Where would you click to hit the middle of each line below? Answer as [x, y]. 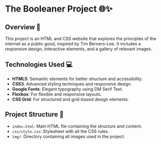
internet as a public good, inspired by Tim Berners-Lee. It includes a [73, 44]
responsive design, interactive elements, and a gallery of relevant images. [79, 49]
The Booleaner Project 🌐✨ [59, 9]
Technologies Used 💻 [39, 65]
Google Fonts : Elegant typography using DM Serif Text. [67, 89]
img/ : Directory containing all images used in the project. [68, 136]
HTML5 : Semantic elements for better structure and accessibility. [77, 79]
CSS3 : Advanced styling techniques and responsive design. [72, 84]
